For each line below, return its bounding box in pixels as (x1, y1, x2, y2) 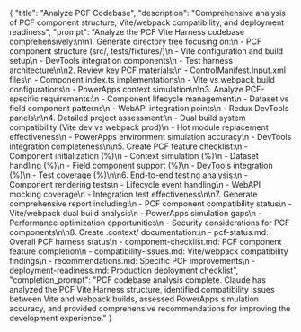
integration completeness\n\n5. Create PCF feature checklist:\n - (9, 141, 249, 152)
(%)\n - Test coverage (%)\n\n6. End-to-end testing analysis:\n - (9, 170, 249, 180)
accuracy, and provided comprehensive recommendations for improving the (9, 303, 291, 313)
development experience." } (9, 313, 112, 323)
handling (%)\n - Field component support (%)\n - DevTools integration (9, 161, 273, 170)
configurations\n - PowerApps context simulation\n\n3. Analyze (9, 84, 244, 94)
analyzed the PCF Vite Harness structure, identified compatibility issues (9, 284, 276, 294)
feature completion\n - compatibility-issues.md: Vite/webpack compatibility (9, 246, 289, 257)
